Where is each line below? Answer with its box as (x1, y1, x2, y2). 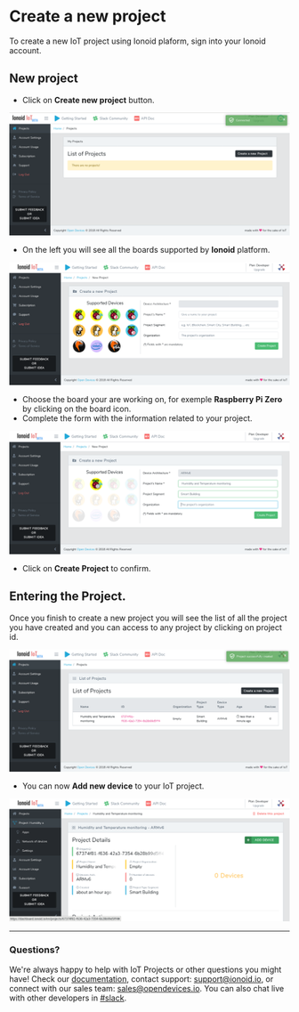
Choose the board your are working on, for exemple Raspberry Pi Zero (21, 394, 283, 405)
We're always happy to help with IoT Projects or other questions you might (9, 964, 282, 975)
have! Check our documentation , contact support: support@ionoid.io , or (9, 973, 274, 984)
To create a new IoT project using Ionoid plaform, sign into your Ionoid (9, 36, 267, 46)
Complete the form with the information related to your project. (21, 413, 253, 424)
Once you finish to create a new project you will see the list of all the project (9, 612, 287, 623)
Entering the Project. (9, 589, 126, 604)
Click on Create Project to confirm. (21, 563, 151, 573)
